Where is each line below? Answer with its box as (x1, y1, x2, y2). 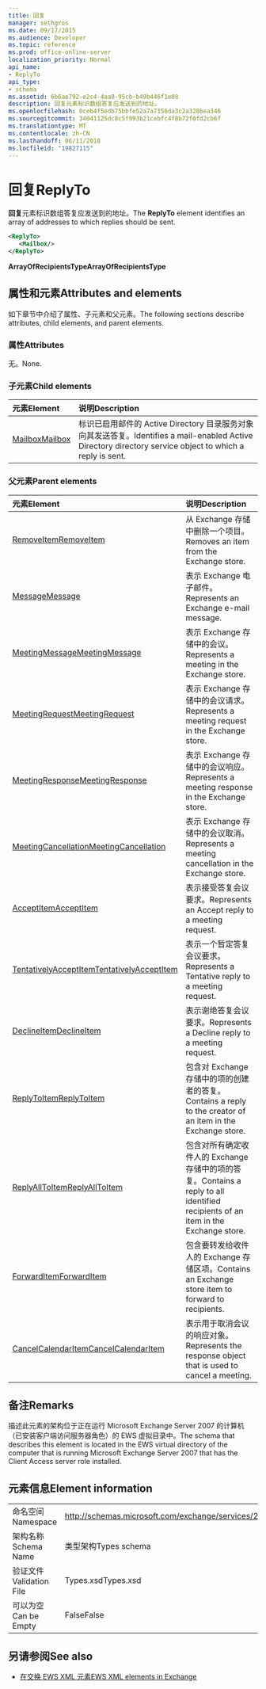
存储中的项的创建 (185, 1073, 249, 1084)
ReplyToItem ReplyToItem (12, 1092, 105, 1104)
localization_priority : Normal (8, 56, 112, 64)
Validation (12, 1576, 49, 1587)
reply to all (185, 1185, 225, 1196)
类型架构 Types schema (64, 1541, 151, 1552)
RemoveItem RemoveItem (12, 534, 105, 545)
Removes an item (185, 536, 249, 547)
